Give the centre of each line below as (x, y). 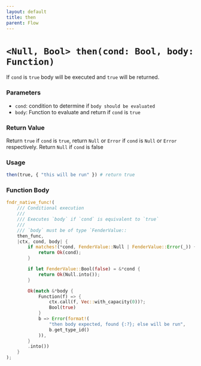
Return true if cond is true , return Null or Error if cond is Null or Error (92, 141)
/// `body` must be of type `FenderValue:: (72, 230)
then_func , (31, 236)
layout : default (26, 12)
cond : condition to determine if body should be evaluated (85, 106)
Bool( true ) (63, 308)
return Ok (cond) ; (60, 253)
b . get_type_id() (69, 330)
